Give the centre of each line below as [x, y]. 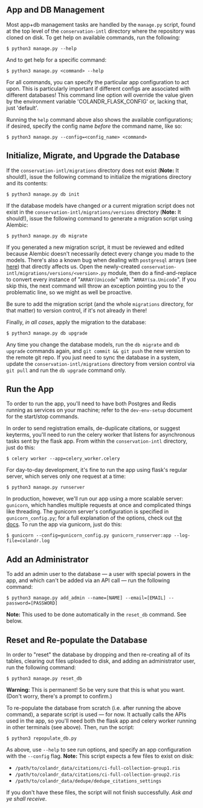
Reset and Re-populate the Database [77, 640]
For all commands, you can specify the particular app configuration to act [98, 82]
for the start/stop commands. [43, 417]
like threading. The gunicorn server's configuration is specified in [88, 512]
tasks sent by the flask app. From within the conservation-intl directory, [97, 441]
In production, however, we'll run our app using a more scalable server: [95, 498]
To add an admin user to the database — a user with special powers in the [98, 574]
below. [14, 621]
